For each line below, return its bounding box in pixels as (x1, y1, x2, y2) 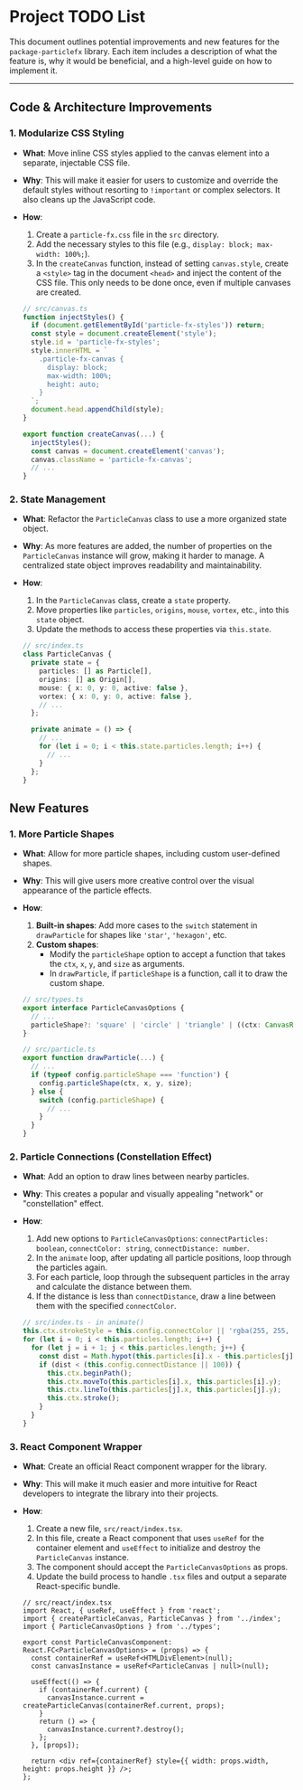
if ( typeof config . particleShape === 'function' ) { (31, 1070, 230, 1080)
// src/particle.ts (22, 1045, 96, 1055)
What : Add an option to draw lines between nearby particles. (22, 1171, 250, 1182)
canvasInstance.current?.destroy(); (46, 1725, 185, 1734)
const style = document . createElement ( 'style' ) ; (31, 329, 217, 338)
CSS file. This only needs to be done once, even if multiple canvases (35, 277, 291, 288)
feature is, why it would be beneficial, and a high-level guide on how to (9, 55, 272, 66)
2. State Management (9, 493, 106, 506)
